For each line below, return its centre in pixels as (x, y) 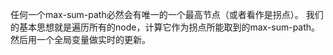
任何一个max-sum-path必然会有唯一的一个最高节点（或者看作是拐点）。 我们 (167, 14)
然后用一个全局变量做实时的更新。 (80, 39)
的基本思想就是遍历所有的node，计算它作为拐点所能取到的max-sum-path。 (165, 27)
